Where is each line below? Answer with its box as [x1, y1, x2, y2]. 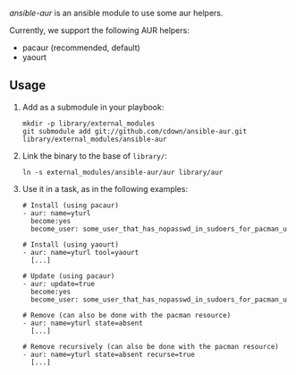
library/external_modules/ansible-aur [21, 135, 167, 144]
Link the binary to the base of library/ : [21, 150, 167, 161]
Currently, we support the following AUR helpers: [9, 25, 190, 35]
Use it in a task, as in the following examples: [21, 183, 189, 194]
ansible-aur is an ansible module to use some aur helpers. [9, 8, 224, 18]
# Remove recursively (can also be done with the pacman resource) [21, 342, 279, 351]
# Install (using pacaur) [21, 201, 119, 210]
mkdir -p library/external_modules [21, 118, 156, 128]
